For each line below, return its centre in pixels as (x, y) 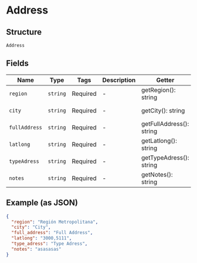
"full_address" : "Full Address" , (52, 233)
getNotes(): (157, 174)
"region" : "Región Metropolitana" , (55, 222)
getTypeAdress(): (165, 158)
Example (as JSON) (42, 203)
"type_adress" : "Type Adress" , (50, 244)
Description (119, 80)
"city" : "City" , (31, 227)
